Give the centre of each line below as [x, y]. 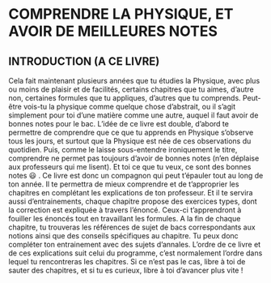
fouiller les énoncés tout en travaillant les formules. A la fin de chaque [125, 219]
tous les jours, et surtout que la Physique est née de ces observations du [130, 141]
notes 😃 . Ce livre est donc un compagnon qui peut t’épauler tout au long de [136, 176]
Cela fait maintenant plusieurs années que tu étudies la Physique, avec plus [134, 81]
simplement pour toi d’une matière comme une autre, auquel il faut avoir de [133, 115]
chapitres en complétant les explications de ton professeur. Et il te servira [131, 193]
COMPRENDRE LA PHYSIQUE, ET [121, 14]
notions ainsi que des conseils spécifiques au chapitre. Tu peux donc [123, 236]
